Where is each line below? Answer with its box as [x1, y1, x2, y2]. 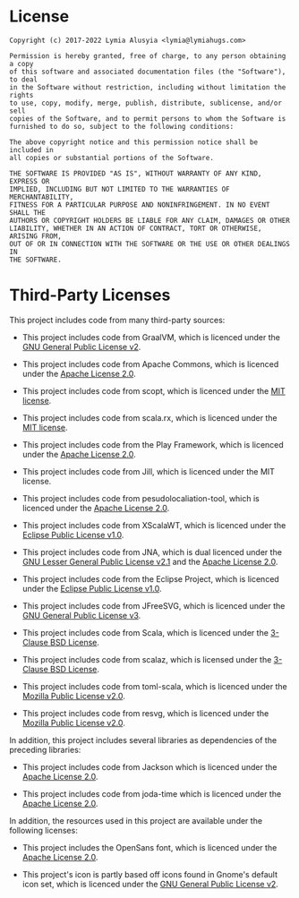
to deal [9, 74, 38, 84]
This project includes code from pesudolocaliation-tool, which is [21, 492, 260, 503]
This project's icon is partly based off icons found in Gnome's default [21, 868, 278, 879]
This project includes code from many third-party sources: [9, 314, 226, 325]
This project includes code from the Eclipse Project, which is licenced [21, 573, 279, 584]
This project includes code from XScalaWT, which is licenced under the [21, 519, 286, 530]
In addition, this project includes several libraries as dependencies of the [9, 734, 278, 745]
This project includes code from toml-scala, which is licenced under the [21, 680, 288, 691]
